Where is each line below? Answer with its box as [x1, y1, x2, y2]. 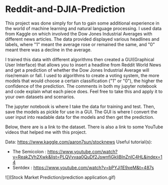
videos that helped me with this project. [5, 129, 87, 135]
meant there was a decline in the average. [5, 47, 92, 53]
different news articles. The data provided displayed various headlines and [5, 36, 159, 42]
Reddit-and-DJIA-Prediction [5, 4, 125, 15]
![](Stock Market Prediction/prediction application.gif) [5, 174, 116, 180]
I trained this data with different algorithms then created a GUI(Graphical [5, 56, 154, 62]
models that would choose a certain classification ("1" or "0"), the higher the [5, 78, 163, 84]
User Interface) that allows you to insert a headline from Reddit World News [5, 62, 161, 68]
